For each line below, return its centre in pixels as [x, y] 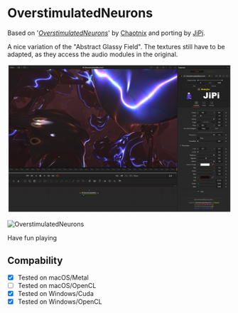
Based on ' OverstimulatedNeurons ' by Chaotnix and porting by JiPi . [107, 33]
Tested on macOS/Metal [53, 277]
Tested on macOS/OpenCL [57, 286]
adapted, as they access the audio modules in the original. [93, 54]
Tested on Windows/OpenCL [60, 302]
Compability [35, 261]
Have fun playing [32, 238]
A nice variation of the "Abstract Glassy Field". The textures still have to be [116, 46]
